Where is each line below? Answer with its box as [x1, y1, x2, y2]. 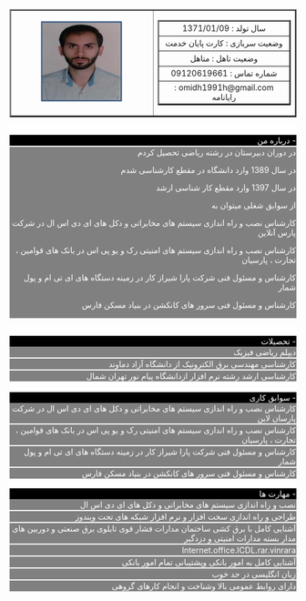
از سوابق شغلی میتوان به [210, 199, 296, 210]
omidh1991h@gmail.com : [174, 82, 274, 93]
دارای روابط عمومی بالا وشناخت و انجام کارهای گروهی [111, 580, 296, 591]
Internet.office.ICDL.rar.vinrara [181, 545, 296, 555]
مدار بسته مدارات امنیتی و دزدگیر [183, 533, 296, 544]
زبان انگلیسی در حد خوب [211, 568, 296, 579]
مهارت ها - [259, 488, 296, 499]
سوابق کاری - [249, 392, 296, 402]
